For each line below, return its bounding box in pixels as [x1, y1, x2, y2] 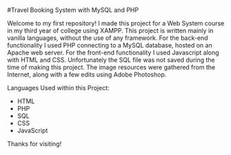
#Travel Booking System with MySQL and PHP [7, 6, 139, 14]
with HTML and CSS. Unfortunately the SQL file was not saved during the [7, 56, 215, 64]
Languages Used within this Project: [7, 84, 110, 92]
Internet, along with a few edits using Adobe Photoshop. [7, 70, 167, 79]
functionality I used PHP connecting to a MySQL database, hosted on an [7, 41, 212, 49]
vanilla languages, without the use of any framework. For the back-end [7, 34, 208, 42]
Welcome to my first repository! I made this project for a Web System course [7, 19, 225, 27]
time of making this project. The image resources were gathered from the [7, 63, 216, 71]
